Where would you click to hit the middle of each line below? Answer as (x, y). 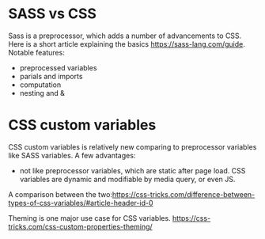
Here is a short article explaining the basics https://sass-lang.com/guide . (127, 44)
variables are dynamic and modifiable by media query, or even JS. (127, 179)
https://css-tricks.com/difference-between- (184, 194)
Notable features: (36, 52)
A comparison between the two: (61, 194)
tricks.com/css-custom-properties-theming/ (80, 226)
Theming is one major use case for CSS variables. (90, 218)
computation (40, 85)
